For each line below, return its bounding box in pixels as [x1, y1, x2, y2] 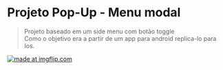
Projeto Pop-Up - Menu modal [7, 5, 181, 20]
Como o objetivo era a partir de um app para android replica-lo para [23, 34, 217, 42]
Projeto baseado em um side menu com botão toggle [23, 27, 175, 35]
